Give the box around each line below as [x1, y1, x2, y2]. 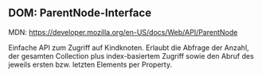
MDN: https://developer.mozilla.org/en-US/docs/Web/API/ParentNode [8, 27, 238, 37]
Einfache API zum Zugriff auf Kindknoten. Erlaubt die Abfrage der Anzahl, [8, 43, 249, 52]
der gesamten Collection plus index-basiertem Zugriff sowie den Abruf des [8, 51, 255, 60]
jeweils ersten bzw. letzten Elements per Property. [8, 60, 173, 69]
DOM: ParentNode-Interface [8, 6, 152, 20]
